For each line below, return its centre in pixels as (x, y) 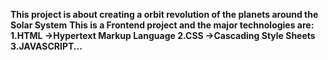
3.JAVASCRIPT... (46, 46)
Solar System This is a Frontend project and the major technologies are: (162, 25)
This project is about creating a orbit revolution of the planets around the (164, 14)
